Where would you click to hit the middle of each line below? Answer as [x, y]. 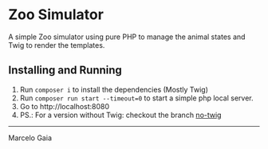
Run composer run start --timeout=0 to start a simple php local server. [136, 98]
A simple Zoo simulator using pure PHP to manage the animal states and [127, 37]
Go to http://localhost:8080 [65, 106]
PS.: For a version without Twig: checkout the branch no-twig [120, 115]
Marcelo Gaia [30, 138]
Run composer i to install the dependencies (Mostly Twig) [114, 89]
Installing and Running [65, 71]
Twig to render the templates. [57, 45]
